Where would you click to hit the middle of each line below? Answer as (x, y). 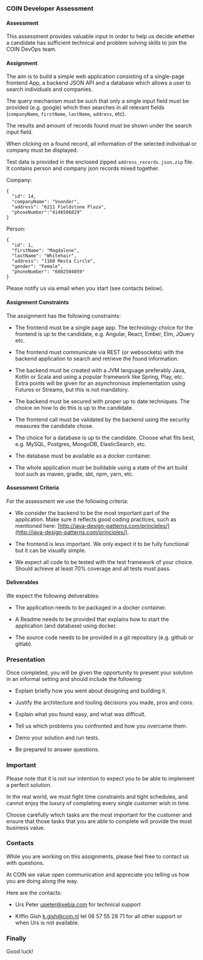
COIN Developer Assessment (50, 8)
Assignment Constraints (38, 302)
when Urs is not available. (47, 922)
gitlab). (24, 643)
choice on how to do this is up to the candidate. (74, 407)
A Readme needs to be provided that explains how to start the (92, 619)
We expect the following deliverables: (53, 596)
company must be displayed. (42, 150)
